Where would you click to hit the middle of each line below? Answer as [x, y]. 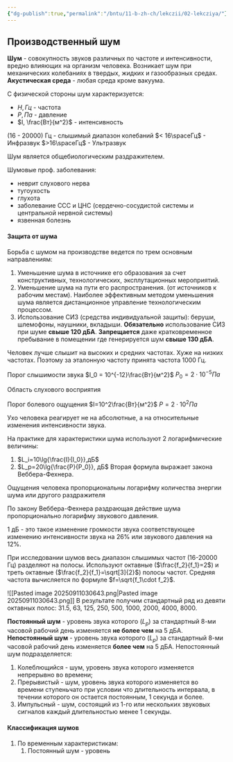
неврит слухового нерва [53, 183]
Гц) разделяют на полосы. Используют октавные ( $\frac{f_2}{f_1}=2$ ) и [113, 565]
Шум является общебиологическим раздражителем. [86, 156]
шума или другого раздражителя [57, 495]
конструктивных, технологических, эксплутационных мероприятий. [118, 280]
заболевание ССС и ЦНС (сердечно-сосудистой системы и [105, 206]
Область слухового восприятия [54, 390]
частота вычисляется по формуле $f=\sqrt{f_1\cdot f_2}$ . [91, 579]
